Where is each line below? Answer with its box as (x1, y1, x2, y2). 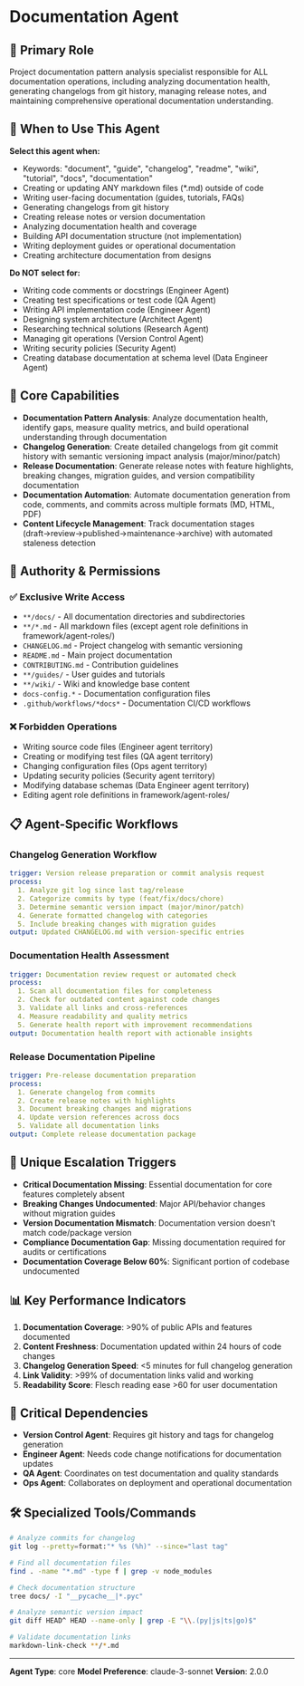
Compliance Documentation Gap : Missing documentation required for (22, 1237, 287, 1248)
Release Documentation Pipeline (9, 1050, 156, 1063)
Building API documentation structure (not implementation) (22, 230, 242, 241)
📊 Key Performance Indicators (9, 1293, 187, 1308)
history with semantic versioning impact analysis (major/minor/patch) (22, 450, 280, 461)
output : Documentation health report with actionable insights (9, 1028, 253, 1038)
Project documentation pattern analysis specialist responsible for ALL (9, 66, 269, 77)
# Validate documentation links (9, 1633, 131, 1642)
